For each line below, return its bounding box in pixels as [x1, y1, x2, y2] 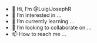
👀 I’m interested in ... [11, 12, 62, 19]
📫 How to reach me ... [11, 31, 66, 37]
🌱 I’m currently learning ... [11, 18, 75, 24]
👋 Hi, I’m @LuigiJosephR [11, 6, 72, 12]
